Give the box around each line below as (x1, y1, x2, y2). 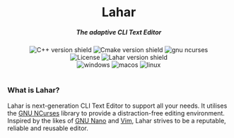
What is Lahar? (7, 85, 60, 95)
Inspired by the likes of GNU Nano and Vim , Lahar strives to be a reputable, (7, 116, 226, 125)
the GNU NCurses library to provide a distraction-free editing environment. (7, 108, 225, 117)
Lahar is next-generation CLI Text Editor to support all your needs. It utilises (7, 101, 228, 110)
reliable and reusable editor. (7, 124, 88, 132)
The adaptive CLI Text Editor (76, 27, 162, 36)
